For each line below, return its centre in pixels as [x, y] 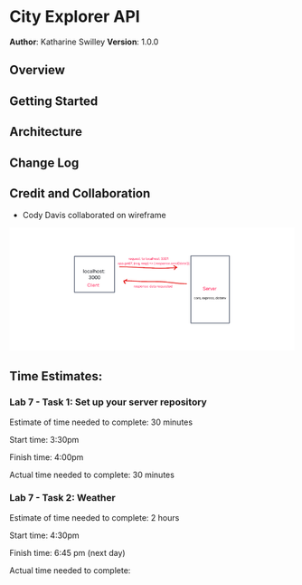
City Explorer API [75, 17]
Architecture [46, 132]
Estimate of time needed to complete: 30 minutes [101, 422]
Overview [38, 70]
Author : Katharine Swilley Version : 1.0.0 [84, 42]
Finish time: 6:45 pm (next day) [67, 552]
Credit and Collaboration [80, 193]
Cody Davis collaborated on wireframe [94, 216]
